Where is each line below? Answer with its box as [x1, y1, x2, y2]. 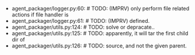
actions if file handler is [11, 11, 69, 18]
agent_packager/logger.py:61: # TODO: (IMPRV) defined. [11, 18, 150, 24]
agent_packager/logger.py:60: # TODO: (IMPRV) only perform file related [11, 5, 190, 12]
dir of [11, 36, 25, 43]
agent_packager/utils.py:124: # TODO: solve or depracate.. [11, 23, 155, 30]
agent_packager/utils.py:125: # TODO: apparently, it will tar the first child [11, 30, 188, 37]
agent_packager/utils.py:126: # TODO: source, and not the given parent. [11, 42, 187, 49]
